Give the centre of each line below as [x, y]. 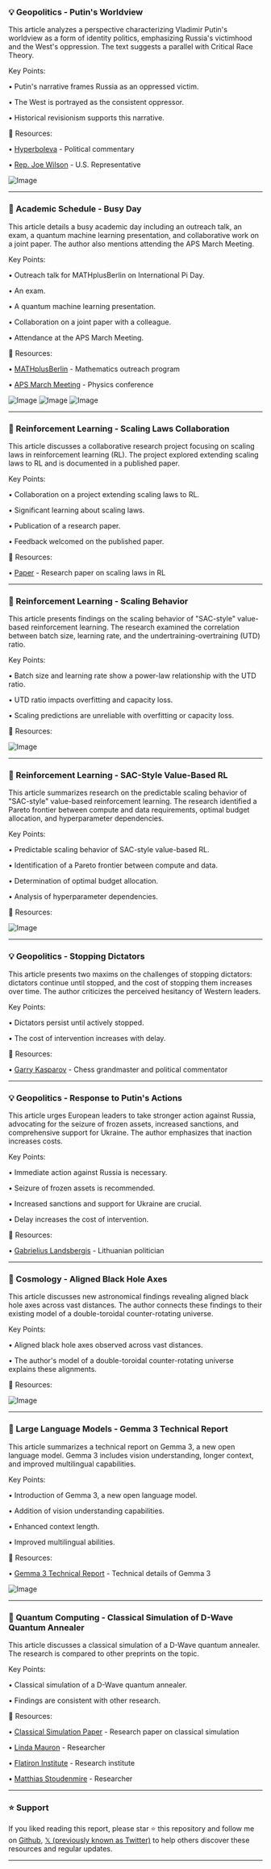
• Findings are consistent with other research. [85, 1700]
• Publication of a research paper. [65, 525]
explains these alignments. [52, 1369]
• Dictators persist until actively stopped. [76, 1022]
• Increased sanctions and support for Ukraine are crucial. [105, 1204]
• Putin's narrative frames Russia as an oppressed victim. [104, 86]
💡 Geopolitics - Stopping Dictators [77, 956]
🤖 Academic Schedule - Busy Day [75, 209]
